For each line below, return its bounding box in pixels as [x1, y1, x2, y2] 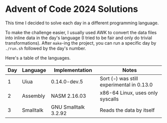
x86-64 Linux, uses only [99, 89, 158, 96]
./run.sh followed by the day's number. [5, 45, 86, 51]
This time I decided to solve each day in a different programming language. [5, 20, 159, 26]
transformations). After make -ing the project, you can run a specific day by [5, 40, 157, 46]
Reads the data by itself [99, 107, 155, 114]
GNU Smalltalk [51, 103, 85, 110]
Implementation [54, 66, 92, 73]
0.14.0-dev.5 [51, 78, 83, 85]
